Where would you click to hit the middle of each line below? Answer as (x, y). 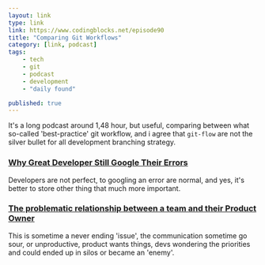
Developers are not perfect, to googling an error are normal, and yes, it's (127, 180)
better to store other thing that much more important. (95, 188)
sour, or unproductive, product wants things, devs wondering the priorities (129, 244)
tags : (17, 52)
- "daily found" (49, 89)
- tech (33, 60)
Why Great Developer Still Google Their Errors (98, 162)
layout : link (30, 15)
